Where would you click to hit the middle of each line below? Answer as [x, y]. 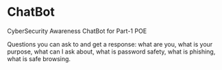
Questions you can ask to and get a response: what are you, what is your [110, 44]
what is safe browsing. [39, 58]
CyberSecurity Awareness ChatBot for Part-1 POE [77, 31]
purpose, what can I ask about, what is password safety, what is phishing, [111, 51]
